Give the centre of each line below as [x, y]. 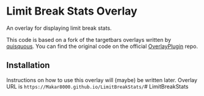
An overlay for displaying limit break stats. [59, 28]
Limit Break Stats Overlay [72, 11]
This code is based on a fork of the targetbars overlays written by [89, 39]
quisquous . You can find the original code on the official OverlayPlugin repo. [102, 46]
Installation [28, 65]
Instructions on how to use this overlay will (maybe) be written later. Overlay [102, 80]
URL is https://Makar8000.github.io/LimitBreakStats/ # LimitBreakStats [97, 86]
